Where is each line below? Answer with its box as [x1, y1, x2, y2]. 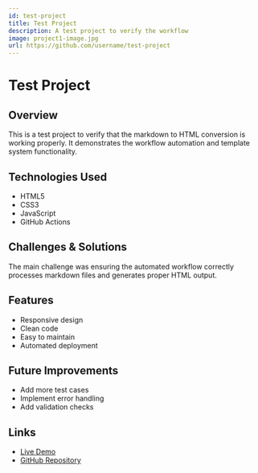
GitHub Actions [19, 216, 71, 226]
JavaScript [19, 208, 56, 218]
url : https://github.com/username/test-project [8, 42, 171, 50]
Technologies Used [8, 170, 107, 183]
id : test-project [8, 11, 67, 20]
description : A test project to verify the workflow [8, 27, 189, 35]
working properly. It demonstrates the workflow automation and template [8, 138, 251, 148]
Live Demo [19, 447, 56, 457]
